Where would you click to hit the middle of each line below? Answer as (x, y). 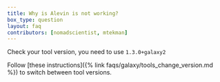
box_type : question (35, 20)
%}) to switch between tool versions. (60, 72)
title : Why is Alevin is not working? (63, 13)
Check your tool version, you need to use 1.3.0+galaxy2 (87, 52)
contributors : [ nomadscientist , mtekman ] (68, 32)
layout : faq (24, 26)
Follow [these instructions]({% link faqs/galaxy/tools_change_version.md (110, 65)
